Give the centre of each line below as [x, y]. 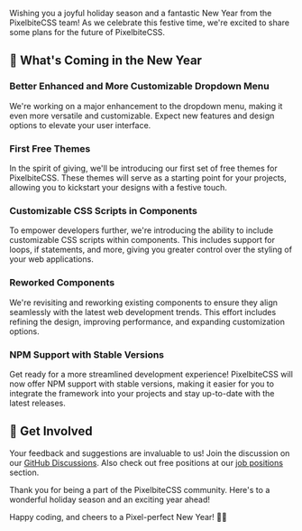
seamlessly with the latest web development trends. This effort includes [143, 312]
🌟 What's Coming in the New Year [106, 61]
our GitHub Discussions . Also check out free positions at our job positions [146, 462]
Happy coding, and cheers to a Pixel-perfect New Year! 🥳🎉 [118, 517]
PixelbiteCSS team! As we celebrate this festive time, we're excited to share [150, 23]
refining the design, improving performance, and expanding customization [147, 321]
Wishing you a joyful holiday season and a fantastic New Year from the [141, 13]
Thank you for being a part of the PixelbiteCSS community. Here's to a [140, 489]
